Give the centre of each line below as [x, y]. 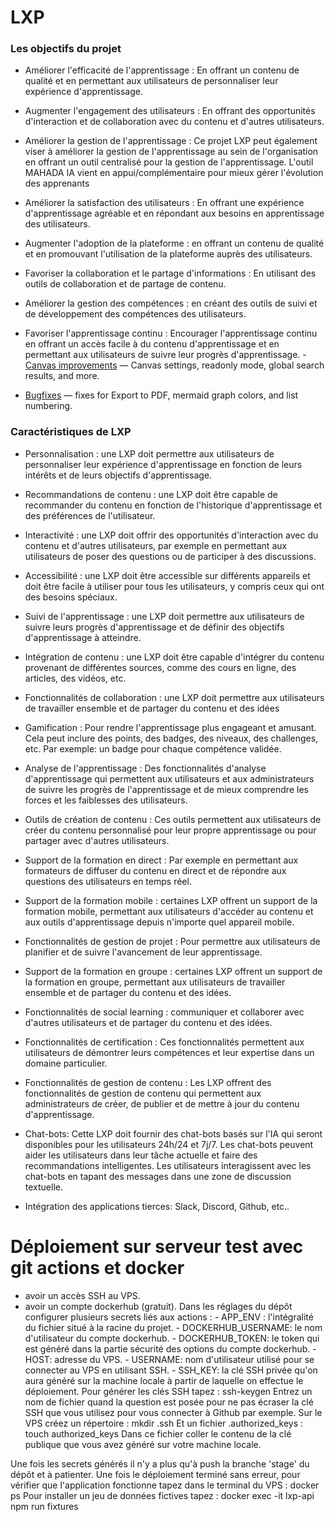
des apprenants [57, 183]
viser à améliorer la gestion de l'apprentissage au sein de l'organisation [171, 152]
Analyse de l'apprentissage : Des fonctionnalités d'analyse [145, 768]
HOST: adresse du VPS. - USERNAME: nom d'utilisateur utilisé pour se [169, 1359]
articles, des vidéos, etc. [75, 678]
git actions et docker [97, 1267]
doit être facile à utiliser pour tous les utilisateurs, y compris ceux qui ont [174, 586]
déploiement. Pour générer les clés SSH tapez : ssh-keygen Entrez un [168, 1391]
